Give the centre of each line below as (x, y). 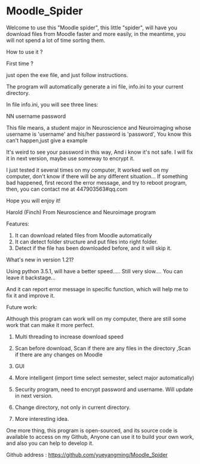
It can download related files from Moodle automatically (83, 235)
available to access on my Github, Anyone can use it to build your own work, (100, 436)
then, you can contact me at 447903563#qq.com (67, 189)
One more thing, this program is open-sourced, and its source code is (92, 430)
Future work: (22, 307)
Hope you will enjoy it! (33, 200)
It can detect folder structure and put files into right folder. (86, 242)
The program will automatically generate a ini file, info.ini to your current (95, 86)
